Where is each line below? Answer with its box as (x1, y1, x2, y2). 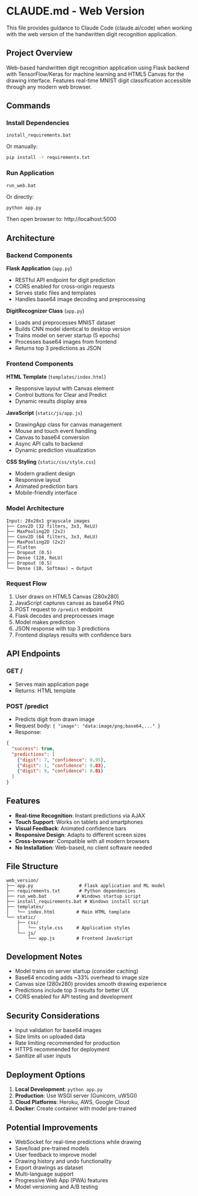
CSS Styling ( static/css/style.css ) (6, 458, 96, 466)
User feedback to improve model (14, 1151, 97, 1158)
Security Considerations (6, 1011, 101, 1021)
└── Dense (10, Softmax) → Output (6, 565, 93, 572)
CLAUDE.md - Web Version (6, 4, 145, 18)
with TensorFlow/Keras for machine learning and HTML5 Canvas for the (6, 70, 185, 78)
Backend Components (6, 251, 73, 260)
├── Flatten (6, 544, 36, 550)
